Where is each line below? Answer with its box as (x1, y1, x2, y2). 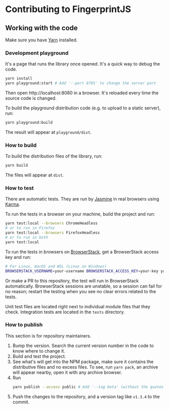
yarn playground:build (5, 120, 53, 125)
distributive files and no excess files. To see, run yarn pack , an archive (12, 364, 158, 370)
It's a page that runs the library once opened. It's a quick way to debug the (5, 61, 160, 67)
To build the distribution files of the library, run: (5, 153, 103, 159)
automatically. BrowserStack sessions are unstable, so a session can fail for (5, 283, 162, 289)
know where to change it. (12, 348, 65, 354)
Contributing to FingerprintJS (5, 4, 131, 15)
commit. (12, 399, 30, 405)
